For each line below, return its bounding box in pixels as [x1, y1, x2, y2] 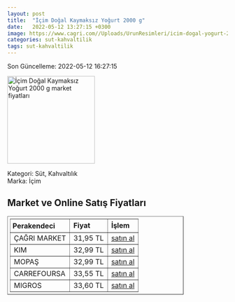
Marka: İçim [7, 177, 41, 185]
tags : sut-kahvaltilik [7, 43, 73, 50]
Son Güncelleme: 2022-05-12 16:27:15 [7, 62, 117, 70]
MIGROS [13, 280, 42, 290]
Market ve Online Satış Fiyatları [7, 197, 147, 209]
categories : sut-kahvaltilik [7, 36, 92, 43]
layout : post [7, 10, 45, 18]
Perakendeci [13, 221, 56, 231]
